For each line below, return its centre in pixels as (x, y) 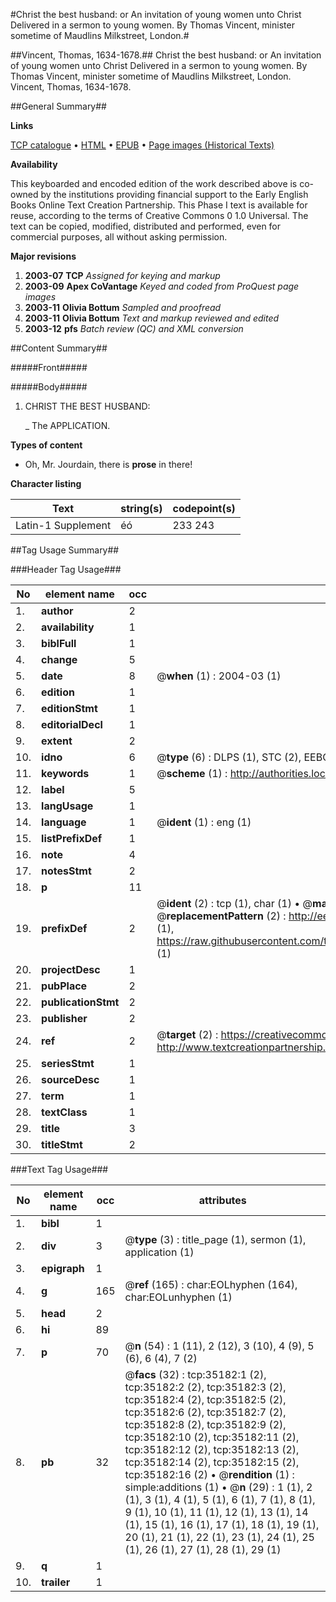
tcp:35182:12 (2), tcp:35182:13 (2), (212, 1449)
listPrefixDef (72, 838)
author (57, 611)
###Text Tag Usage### (59, 1169)
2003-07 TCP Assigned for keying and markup (122, 275)
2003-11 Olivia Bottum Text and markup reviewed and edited (152, 318)
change (59, 659)
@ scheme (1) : (192, 773)
